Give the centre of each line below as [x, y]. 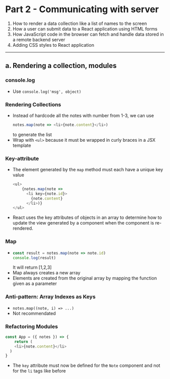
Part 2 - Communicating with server [82, 9]
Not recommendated [34, 313]
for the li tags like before [39, 371]
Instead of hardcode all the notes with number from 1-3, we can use [83, 115]
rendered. [23, 228]
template [22, 145]
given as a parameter [35, 283]
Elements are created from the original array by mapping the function [84, 278]
